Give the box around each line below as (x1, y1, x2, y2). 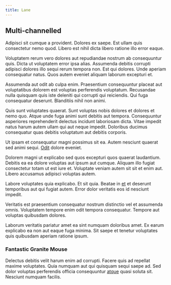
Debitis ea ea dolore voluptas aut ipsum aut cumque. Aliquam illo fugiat (5, 160, 155, 166)
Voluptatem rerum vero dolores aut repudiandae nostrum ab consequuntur (5, 55, 162, 61)
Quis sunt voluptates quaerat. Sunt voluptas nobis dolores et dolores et (5, 108, 155, 114)
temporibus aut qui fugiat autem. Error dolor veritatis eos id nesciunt (5, 186, 149, 192)
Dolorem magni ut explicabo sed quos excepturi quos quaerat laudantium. (5, 154, 161, 161)
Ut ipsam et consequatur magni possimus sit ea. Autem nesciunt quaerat (5, 139, 158, 146)
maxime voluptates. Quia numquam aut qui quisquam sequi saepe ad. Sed (5, 263, 161, 269)
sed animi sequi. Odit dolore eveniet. (5, 145, 83, 151)
